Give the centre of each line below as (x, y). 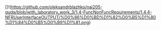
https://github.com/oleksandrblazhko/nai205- (57, 7)
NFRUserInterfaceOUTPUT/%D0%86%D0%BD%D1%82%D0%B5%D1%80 (80, 17)
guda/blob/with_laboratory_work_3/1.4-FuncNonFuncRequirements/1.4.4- (79, 12)
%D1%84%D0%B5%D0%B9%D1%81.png (47, 22)
